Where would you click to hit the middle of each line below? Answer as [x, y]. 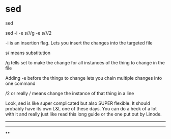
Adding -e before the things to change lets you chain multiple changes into [84, 78]
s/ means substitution [28, 53]
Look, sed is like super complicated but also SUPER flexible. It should [78, 103]
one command [20, 83]
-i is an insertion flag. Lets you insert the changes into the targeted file [79, 43]
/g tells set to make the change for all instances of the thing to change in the [85, 62]
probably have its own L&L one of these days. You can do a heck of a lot [81, 108]
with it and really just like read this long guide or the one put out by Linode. [83, 114]
